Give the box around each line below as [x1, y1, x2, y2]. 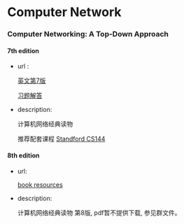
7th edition [7, 46, 40, 55]
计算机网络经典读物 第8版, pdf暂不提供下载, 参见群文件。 [17, 208, 181, 217]
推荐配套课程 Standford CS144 [17, 134, 106, 143]
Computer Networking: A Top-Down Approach [7, 29, 169, 39]
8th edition [7, 151, 40, 160]
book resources [17, 180, 63, 189]
